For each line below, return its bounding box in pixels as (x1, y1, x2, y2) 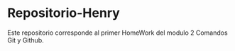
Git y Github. (7, 35, 44, 44)
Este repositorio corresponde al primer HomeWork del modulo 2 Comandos (7, 28, 229, 37)
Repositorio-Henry (7, 5, 121, 21)
